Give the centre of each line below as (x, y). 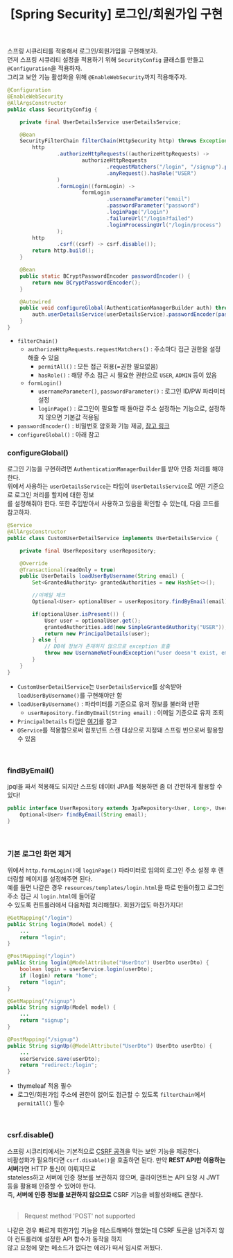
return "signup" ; (45, 1021)
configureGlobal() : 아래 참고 (58, 434)
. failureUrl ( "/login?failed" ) (150, 218)
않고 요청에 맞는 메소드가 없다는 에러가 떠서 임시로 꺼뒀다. (85, 1248)
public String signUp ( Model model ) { (62, 1007)
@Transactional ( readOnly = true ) (68, 570)
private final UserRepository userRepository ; (88, 551)
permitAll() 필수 (41, 1103)
